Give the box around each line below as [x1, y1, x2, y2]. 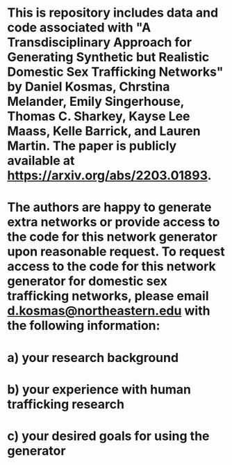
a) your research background [7, 349, 179, 365]
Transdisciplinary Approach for [7, 35, 192, 50]
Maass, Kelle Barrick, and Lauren [7, 123, 201, 139]
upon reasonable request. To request [7, 244, 225, 260]
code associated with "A [7, 19, 151, 36]
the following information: [7, 318, 160, 333]
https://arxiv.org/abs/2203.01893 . [7, 168, 212, 184]
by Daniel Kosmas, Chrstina [7, 79, 170, 95]
